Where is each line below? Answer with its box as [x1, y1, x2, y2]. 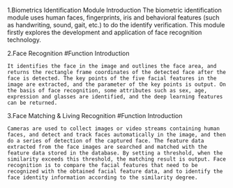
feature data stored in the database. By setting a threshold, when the [7, 150, 223, 157]
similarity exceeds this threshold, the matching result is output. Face [7, 156, 227, 163]
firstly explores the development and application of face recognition [7, 28, 202, 36]
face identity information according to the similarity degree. [7, 174, 198, 181]
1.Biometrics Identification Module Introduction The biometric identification [7, 6, 222, 14]
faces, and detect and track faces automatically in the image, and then [7, 131, 227, 138]
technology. [7, 36, 42, 44]
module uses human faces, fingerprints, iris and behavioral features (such [7, 13, 220, 22]
